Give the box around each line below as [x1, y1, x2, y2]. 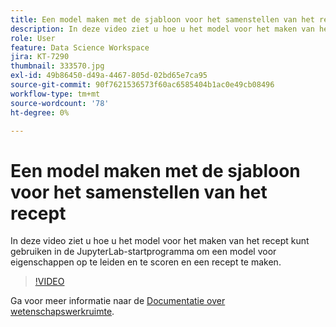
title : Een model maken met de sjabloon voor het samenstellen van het [10, 14, 315, 25]
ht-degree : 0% [10, 107, 70, 118]
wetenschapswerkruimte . [10, 306, 115, 318]
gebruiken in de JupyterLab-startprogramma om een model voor [10, 246, 277, 258]
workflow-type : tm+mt [10, 89, 101, 99]
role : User [10, 33, 56, 43]
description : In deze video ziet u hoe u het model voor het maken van [10, 24, 315, 34]
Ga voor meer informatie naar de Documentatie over [10, 295, 226, 307]
